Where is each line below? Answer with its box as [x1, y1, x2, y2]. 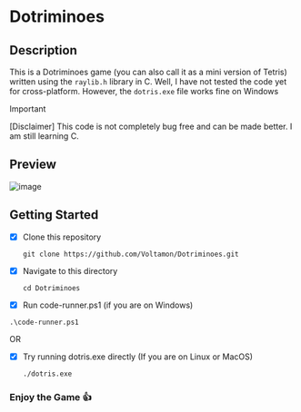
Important [9, 103, 46, 114]
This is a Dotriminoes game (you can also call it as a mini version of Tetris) [9, 66, 288, 77]
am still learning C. [9, 131, 79, 142]
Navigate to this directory [22, 265, 118, 276]
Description [9, 43, 77, 58]
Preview [9, 157, 57, 172]
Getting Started [9, 207, 99, 223]
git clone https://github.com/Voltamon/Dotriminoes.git [22, 250, 239, 259]
